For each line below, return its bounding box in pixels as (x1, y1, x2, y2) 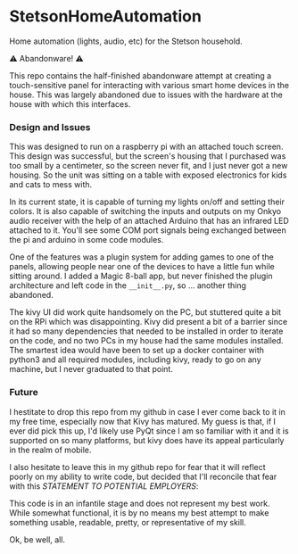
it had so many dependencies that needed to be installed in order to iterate (9, 326, 284, 336)
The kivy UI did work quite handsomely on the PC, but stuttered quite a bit (9, 307, 282, 318)
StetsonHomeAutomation (9, 6, 203, 27)
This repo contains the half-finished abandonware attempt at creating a (9, 70, 272, 81)
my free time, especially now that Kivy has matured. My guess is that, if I (9, 416, 277, 426)
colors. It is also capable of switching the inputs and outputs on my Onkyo (9, 206, 282, 217)
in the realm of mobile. (9, 444, 92, 455)
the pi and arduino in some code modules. (9, 235, 164, 245)
